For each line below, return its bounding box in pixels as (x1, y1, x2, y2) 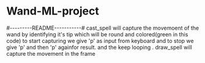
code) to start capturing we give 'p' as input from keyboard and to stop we (6, 37, 194, 44)
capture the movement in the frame (6, 50, 96, 57)
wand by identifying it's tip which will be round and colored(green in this (6, 30, 188, 38)
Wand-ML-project (6, 4, 100, 18)
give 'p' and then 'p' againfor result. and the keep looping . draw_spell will (6, 44, 193, 51)
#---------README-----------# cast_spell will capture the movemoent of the (6, 24, 199, 31)
